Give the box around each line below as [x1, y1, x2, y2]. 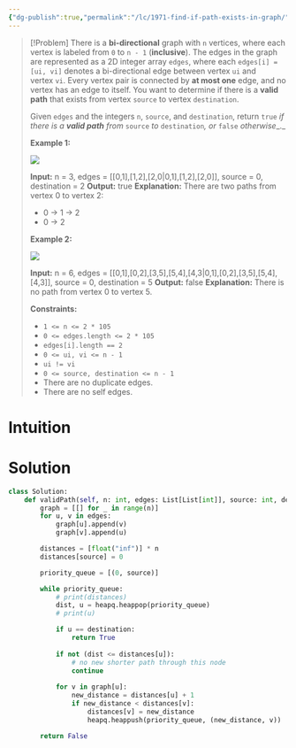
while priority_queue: [40, 584, 124, 593]
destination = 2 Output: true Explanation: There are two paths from [29, 181, 277, 191]
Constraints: [29, 303, 78, 314]
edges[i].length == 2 [42, 341, 123, 350]
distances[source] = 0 [40, 552, 124, 561]
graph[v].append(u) [55, 528, 127, 537]
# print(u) [55, 609, 96, 618]
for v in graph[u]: [55, 682, 127, 691]
